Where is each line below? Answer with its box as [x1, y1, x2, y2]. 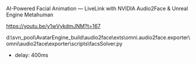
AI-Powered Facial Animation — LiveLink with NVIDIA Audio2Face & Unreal [6, 5, 188, 12]
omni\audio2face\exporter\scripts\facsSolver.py [6, 41, 123, 47]
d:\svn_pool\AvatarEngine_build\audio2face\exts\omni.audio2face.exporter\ [6, 34, 191, 41]
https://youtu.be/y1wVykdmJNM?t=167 [6, 23, 101, 29]
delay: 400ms [14, 52, 48, 58]
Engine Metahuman [6, 11, 54, 18]
